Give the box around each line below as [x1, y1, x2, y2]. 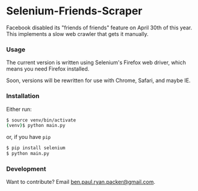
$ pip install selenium [6, 145, 66, 151]
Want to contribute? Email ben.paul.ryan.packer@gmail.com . [6, 178, 156, 186]
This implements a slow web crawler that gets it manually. [6, 30, 148, 37]
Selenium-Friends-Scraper [6, 4, 142, 18]
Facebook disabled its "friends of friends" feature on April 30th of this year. [6, 24, 193, 31]
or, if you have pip [6, 134, 51, 141]
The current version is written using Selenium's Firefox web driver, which [6, 59, 187, 66]
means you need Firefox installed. [6, 65, 90, 72]
